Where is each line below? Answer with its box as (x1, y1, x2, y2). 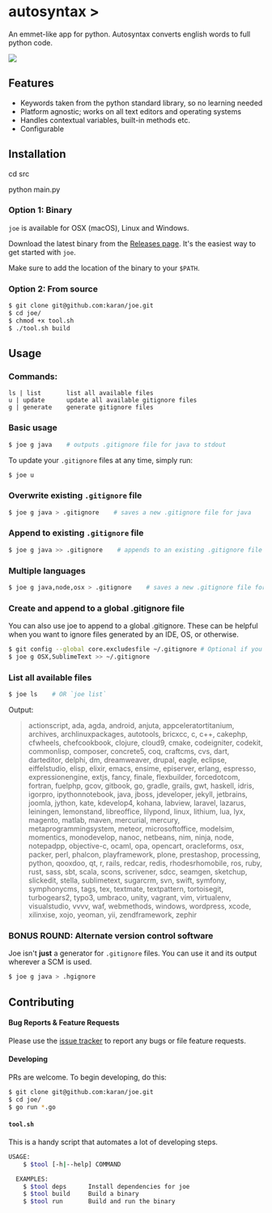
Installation (8, 147, 66, 161)
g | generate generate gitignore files (8, 403, 154, 411)
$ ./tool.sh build (8, 324, 70, 332)
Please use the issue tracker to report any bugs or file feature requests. (8, 1036, 247, 1045)
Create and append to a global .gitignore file (8, 602, 185, 614)
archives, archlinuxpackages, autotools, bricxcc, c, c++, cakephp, (28, 730, 249, 739)
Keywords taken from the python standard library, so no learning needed (19, 98, 263, 108)
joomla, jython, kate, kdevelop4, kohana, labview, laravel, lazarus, (28, 798, 247, 808)
